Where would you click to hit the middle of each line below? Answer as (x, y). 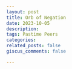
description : (23, 29)
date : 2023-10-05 (28, 23)
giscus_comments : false (36, 51)
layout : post (23, 12)
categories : (21, 40)
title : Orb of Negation (36, 18)
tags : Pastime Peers (32, 34)
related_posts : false (34, 46)
